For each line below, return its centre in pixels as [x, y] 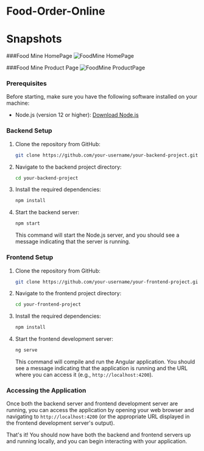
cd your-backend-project [47, 178]
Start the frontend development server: [64, 339]
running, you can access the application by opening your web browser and [100, 410]
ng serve [26, 350]
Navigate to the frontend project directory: [68, 293]
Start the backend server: [47, 212]
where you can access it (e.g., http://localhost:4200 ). [84, 375]
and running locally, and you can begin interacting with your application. [97, 441]
